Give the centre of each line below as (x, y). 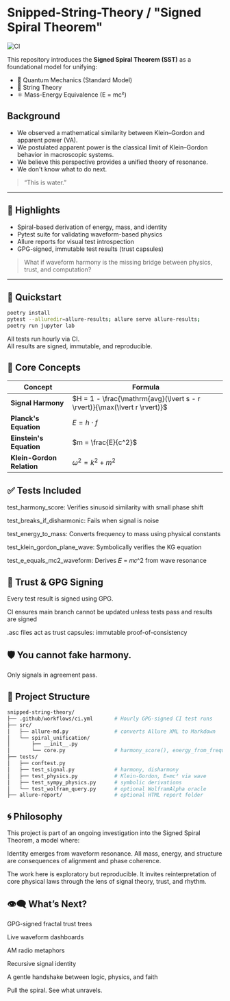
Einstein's (27, 438)
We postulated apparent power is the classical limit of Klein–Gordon (112, 147)
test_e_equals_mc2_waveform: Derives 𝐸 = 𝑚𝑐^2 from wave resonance (107, 560)
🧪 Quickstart (34, 297)
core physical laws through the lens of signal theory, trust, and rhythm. (107, 882)
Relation (24, 466)
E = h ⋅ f (85, 422)
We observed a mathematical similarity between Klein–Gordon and (111, 132)
